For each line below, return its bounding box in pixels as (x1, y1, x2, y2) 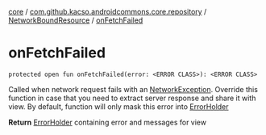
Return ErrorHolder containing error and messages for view (8, 117, 207, 127)
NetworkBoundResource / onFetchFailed (8, 15, 143, 25)
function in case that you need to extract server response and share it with (8, 93, 256, 103)
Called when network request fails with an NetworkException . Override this (8, 84, 258, 94)
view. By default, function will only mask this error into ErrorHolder (8, 101, 229, 112)
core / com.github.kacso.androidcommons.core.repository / (8, 7, 207, 16)
